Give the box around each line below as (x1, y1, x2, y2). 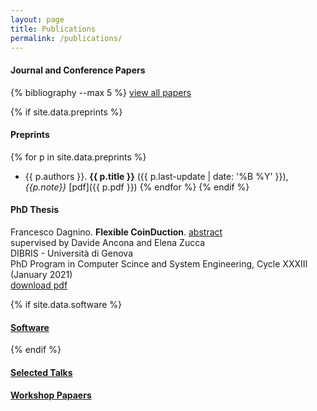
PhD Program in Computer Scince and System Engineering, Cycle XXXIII (10, 257, 308, 270)
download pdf (10, 279, 68, 291)
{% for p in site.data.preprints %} (10, 151, 147, 163)
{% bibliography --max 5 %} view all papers (10, 86, 192, 98)
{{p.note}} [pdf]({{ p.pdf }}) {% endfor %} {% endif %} (24, 181, 250, 193)
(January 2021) (10, 268, 73, 280)
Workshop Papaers (10, 389, 92, 401)
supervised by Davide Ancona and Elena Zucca (10, 236, 206, 248)
